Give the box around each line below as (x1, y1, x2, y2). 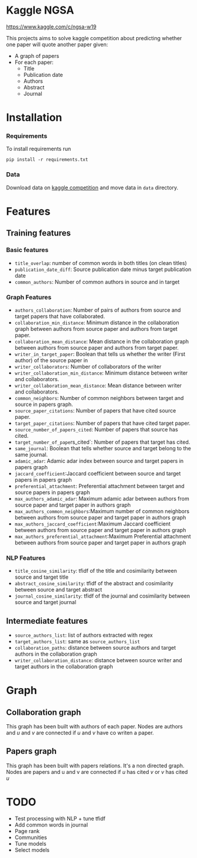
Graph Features (6, 293, 52, 301)
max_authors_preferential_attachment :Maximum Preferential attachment (14, 533, 191, 540)
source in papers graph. (14, 401, 74, 408)
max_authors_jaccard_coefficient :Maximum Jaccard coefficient (14, 520, 171, 527)
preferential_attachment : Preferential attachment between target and (14, 482, 185, 489)
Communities (14, 834, 47, 841)
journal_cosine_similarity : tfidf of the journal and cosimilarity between (14, 592, 191, 599)
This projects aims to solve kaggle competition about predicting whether (6, 34, 182, 41)
